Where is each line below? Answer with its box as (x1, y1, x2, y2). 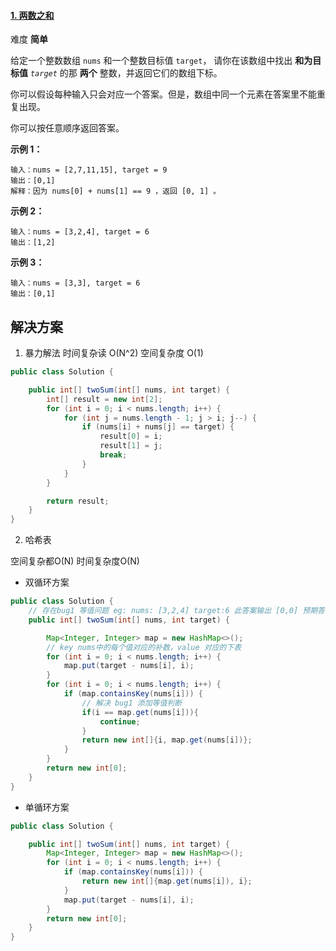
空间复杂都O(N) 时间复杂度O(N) (10, 555, 140, 567)
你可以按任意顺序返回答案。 (10, 122, 125, 134)
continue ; (99, 716, 141, 727)
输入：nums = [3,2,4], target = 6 (10, 227, 150, 237)
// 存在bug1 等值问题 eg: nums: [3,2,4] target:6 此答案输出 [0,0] (28, 606, 299, 616)
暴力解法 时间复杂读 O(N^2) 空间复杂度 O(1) (24, 347, 204, 359)
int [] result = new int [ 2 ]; (46, 394, 163, 404)
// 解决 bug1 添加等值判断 (81, 698, 183, 708)
